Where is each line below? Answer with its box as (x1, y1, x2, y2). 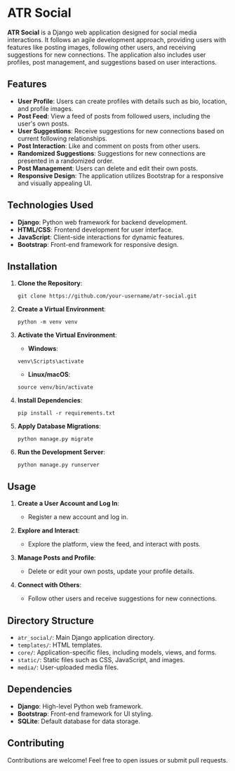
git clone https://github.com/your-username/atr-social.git (17, 293, 197, 300)
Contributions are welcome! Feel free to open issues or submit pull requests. (7, 756, 228, 764)
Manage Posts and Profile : (17, 554, 96, 562)
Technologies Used (7, 199, 93, 211)
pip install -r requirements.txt (17, 410, 116, 417)
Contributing (7, 737, 65, 749)
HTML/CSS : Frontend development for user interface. (17, 225, 173, 234)
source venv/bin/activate (17, 384, 93, 391)
